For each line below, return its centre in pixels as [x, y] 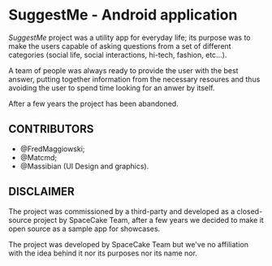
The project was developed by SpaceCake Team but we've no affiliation [129, 244]
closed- [250, 211]
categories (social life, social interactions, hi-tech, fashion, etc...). [118, 55]
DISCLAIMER [41, 192]
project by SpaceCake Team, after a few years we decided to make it [149, 220]
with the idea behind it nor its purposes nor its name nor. [103, 253]
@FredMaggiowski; [52, 149]
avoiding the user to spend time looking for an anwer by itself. [112, 88]
